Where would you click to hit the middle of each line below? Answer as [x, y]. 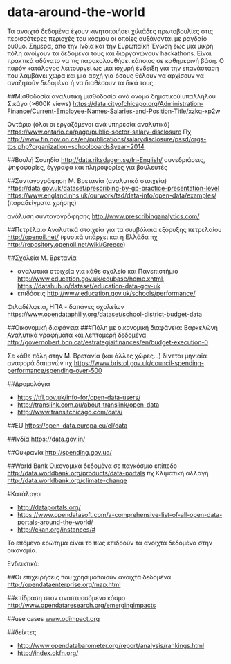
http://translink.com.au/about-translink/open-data [88, 404]
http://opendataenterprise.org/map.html [64, 584]
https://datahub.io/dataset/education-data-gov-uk [89, 286]
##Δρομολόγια [29, 384]
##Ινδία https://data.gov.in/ [46, 439]
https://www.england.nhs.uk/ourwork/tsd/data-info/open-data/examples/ [112, 195]
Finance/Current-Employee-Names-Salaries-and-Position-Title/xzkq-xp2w [114, 111]
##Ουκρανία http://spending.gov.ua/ [59, 452]
